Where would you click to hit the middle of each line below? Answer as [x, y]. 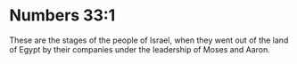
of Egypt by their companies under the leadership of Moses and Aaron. [140, 49]
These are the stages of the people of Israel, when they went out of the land [149, 40]
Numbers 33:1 [62, 16]
